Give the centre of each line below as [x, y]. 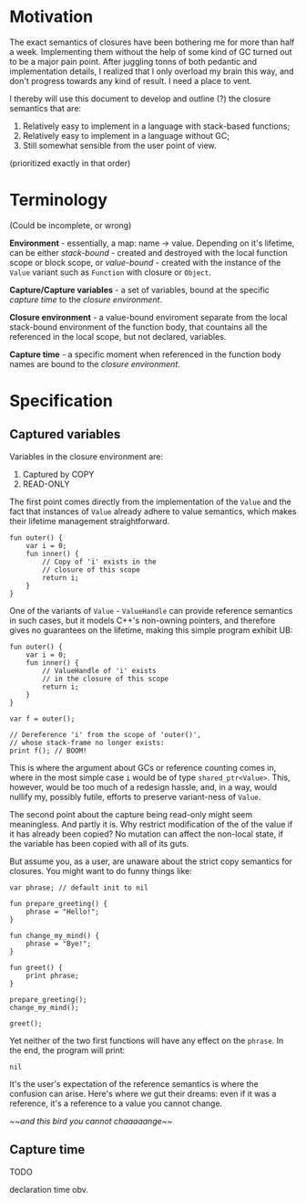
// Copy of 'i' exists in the [99, 562]
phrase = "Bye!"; [59, 944]
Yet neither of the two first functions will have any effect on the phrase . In [147, 1040]
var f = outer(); [42, 719]
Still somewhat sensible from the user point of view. [119, 145]
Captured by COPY [58, 474]
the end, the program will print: [67, 1050]
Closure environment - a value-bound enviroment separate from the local [148, 317]
